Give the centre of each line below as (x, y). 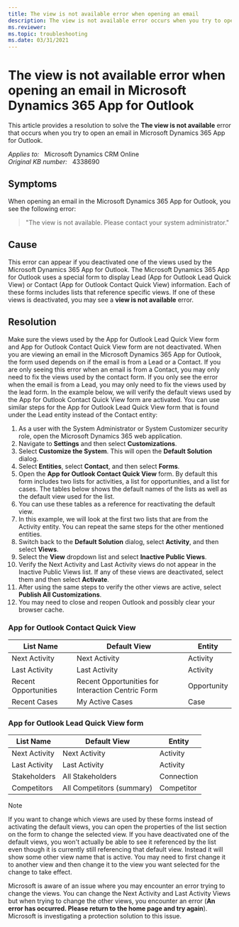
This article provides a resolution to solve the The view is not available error (119, 126)
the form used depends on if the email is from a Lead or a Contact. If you (115, 362)
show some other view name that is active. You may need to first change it (117, 857)
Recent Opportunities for (117, 681)
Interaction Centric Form (117, 690)
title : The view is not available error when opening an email (104, 14)
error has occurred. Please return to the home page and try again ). (108, 909)
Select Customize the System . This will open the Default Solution (115, 451)
